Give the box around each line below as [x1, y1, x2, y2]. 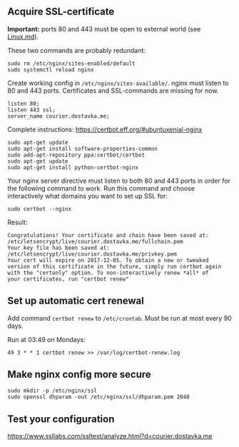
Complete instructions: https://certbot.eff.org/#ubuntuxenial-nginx [7, 125, 203, 134]
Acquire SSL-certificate [7, 6, 115, 18]
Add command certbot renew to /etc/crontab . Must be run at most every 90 [7, 313, 232, 322]
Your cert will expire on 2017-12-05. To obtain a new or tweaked [7, 256, 209, 263]
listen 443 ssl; [7, 106, 56, 114]
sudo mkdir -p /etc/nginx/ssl [7, 387, 98, 395]
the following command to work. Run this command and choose [7, 184, 195, 192]
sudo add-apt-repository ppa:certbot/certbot [7, 151, 145, 159]
